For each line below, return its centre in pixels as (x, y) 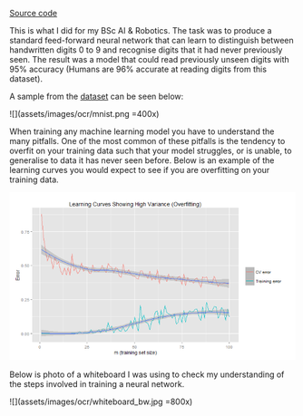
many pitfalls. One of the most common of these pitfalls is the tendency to (147, 141)
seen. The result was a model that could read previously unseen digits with (150, 59)
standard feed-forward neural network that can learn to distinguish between (152, 40)
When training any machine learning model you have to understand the (142, 131)
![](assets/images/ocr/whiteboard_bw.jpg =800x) (101, 401)
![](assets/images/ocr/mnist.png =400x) (84, 114)
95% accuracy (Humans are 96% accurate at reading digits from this (138, 69)
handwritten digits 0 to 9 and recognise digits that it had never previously (146, 50)
